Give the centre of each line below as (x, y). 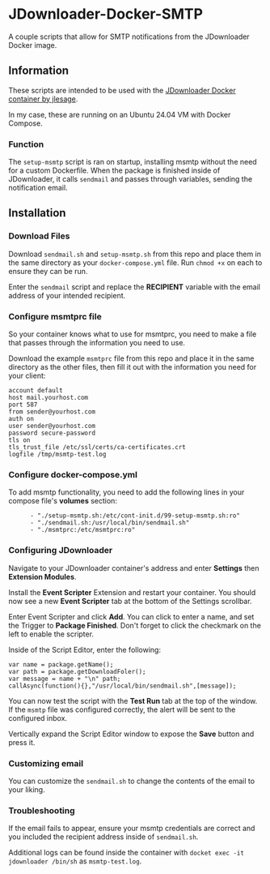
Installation (37, 213)
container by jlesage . (43, 99)
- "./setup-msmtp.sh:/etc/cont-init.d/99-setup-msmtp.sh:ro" (135, 516)
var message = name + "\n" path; (65, 679)
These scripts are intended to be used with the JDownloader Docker (122, 90)
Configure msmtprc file (55, 316)
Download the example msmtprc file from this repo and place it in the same (131, 358)
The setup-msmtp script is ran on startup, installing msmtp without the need (133, 162)
